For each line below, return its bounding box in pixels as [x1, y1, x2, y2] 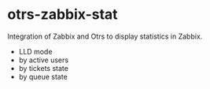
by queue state [18, 72, 68, 81]
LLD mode [18, 46, 53, 56]
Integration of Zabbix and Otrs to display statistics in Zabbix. [7, 32, 203, 41]
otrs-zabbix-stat [7, 6, 119, 24]
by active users [18, 55, 68, 65]
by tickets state [18, 63, 68, 72]
